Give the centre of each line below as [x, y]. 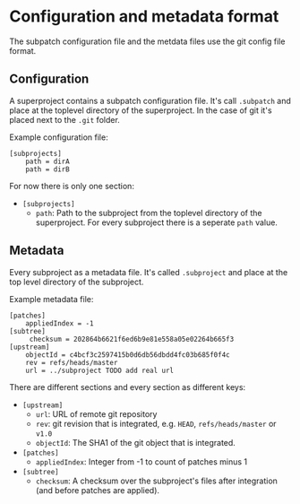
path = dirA [47, 161]
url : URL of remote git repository [96, 413]
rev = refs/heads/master [72, 362]
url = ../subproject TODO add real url [100, 370]
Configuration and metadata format [144, 17]
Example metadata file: [51, 299]
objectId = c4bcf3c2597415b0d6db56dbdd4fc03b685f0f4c [128, 355]
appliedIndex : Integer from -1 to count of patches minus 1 [141, 461]
